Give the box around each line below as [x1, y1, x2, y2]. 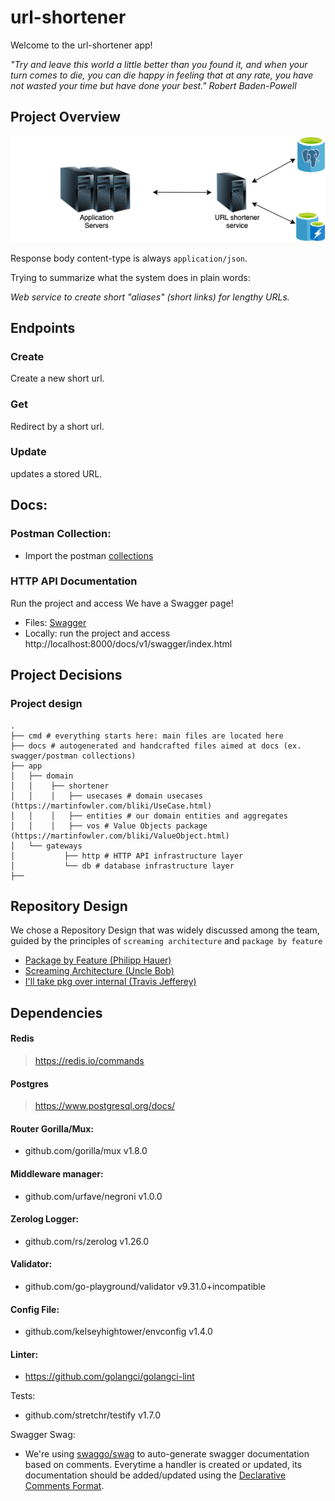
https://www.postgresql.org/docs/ [34, 1100, 176, 1112]
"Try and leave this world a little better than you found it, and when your [10, 58, 308, 70]
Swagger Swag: [10, 1429, 76, 1441]
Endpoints [10, 319, 76, 336]
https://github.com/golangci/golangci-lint [24, 1371, 195, 1383]
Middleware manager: [10, 1167, 104, 1180]
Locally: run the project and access [24, 627, 171, 639]
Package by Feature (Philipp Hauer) [24, 954, 172, 966]
